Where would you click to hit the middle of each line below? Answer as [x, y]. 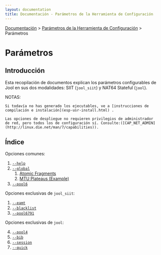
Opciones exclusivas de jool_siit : [40, 193]
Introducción [25, 71]
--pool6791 [23, 214]
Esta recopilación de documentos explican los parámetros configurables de [81, 82]
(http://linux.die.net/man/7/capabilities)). [52, 127]
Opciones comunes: [25, 154]
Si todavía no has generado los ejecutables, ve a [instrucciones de [77, 106]
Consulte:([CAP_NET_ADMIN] [128, 123]
